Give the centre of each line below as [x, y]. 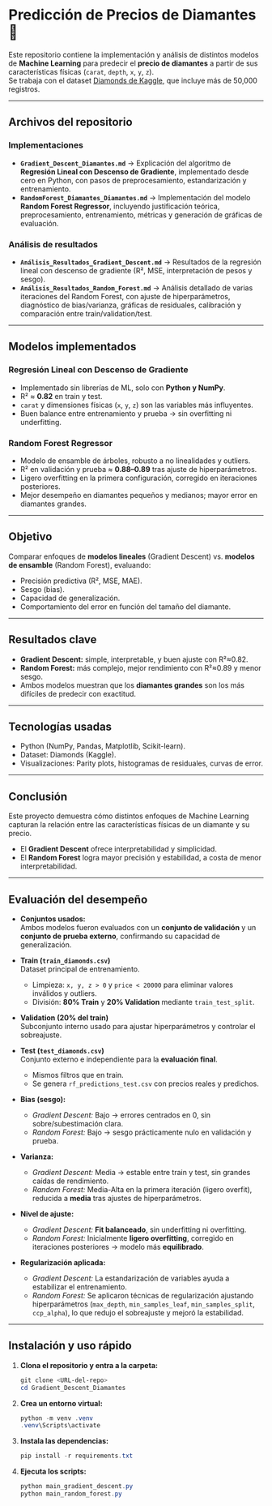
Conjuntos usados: [53, 919]
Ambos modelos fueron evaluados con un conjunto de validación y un [138, 927]
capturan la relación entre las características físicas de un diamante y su [129, 825]
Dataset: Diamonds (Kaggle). [68, 755]
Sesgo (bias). [42, 589]
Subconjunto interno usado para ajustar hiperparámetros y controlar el [138, 1026]
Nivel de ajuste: [47, 1213]
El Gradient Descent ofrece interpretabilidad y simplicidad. [118, 849]
